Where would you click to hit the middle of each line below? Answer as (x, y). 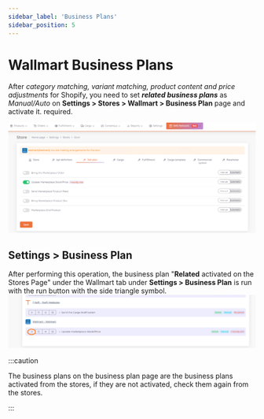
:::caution (24, 360)
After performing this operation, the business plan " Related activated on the (131, 274)
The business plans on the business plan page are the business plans (121, 376)
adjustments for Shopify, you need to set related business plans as (118, 95)
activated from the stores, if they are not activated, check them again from (128, 384)
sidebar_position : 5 (42, 25)
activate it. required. (40, 112)
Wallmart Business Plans (91, 65)
